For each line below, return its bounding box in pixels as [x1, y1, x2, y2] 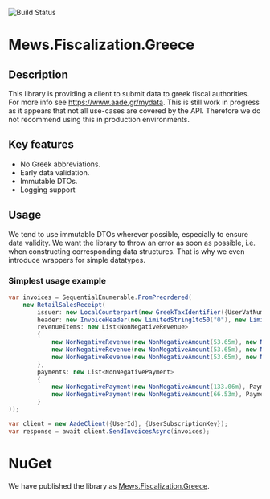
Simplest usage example [8, 275, 107, 286]
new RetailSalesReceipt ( [22, 301, 106, 309]
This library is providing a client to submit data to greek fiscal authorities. [8, 89, 250, 98]
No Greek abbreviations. [19, 159, 101, 169]
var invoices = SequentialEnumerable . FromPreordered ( [8, 293, 193, 301]
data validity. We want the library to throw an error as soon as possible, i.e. [8, 238, 256, 247]
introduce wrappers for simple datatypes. [8, 255, 146, 264]
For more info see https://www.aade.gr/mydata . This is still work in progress [8, 97, 260, 107]
